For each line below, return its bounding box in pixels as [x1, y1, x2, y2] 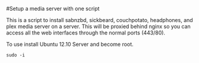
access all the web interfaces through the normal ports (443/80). [6, 29, 165, 36]
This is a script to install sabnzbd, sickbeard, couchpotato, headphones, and [6, 17, 193, 23]
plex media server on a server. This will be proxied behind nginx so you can [6, 23, 191, 30]
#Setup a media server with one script [6, 5, 100, 12]
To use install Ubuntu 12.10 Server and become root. [6, 41, 134, 48]
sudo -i [6, 52, 26, 58]
